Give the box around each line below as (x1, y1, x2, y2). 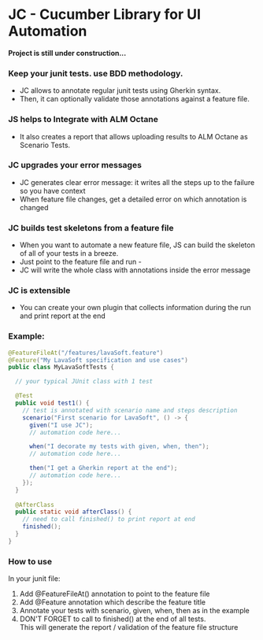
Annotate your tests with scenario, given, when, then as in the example (19, 606, 250, 616)
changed (19, 202, 49, 212)
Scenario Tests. (19, 140, 71, 150)
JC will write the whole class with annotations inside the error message (19, 265, 250, 275)
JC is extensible (8, 285, 71, 296)
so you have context (19, 186, 86, 195)
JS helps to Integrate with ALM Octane (8, 114, 159, 125)
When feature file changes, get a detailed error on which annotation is (19, 194, 247, 204)
